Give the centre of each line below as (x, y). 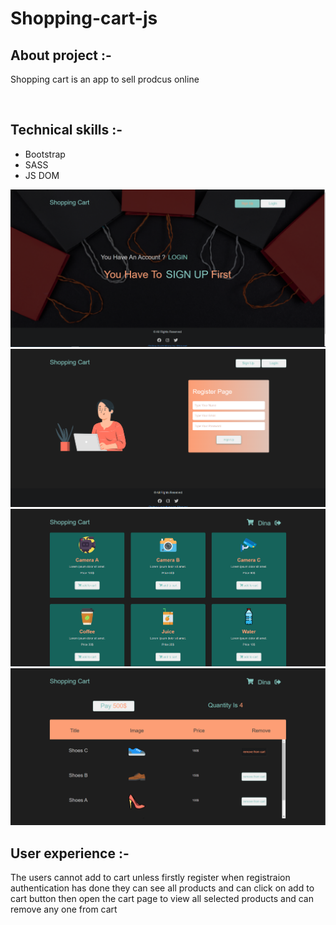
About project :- (61, 55)
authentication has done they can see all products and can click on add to (162, 888)
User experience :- (70, 853)
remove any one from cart (64, 909)
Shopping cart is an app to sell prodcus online (105, 79)
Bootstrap (45, 154)
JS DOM (42, 175)
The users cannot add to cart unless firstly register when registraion (150, 878)
